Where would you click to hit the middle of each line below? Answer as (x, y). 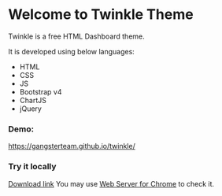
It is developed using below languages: (72, 51)
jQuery (30, 109)
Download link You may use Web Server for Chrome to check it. (111, 183)
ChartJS (33, 100)
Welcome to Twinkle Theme (101, 15)
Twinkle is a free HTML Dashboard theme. (77, 36)
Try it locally (32, 167)
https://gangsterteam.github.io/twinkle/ (72, 146)
